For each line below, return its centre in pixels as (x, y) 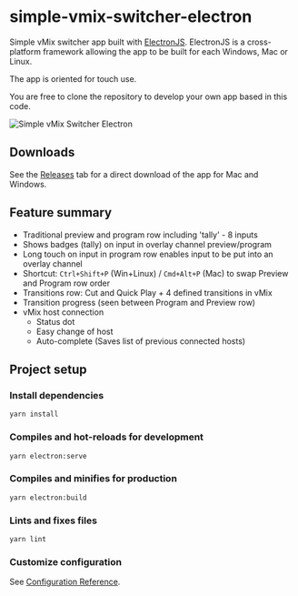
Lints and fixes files (54, 520)
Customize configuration (66, 562)
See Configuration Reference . (65, 582)
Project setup (49, 369)
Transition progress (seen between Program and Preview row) (139, 302)
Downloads (42, 152)
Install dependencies (57, 395)
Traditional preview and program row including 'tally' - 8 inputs (140, 235)
